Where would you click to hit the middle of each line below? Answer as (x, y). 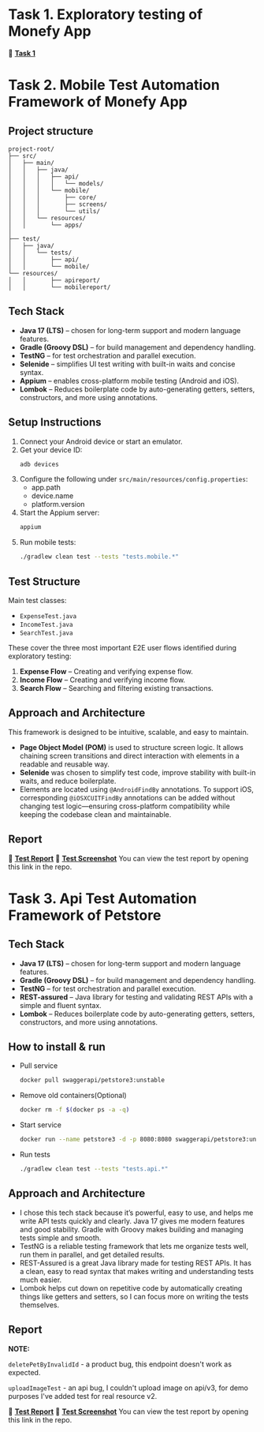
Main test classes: (37, 600)
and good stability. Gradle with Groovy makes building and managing (132, 1229)
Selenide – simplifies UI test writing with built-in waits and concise (127, 364)
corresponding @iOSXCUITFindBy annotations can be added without (127, 797)
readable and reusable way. (65, 764)
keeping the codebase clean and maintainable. (95, 814)
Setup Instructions (55, 423)
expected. (24, 1372)
